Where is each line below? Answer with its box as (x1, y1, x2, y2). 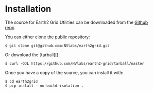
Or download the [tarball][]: (5, 52, 60, 58)
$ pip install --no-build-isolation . (5, 83, 84, 88)
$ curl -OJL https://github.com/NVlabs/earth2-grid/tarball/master (5, 61, 145, 66)
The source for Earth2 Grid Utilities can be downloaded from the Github (5, 19, 148, 25)
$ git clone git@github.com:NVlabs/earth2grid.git (5, 43, 110, 48)
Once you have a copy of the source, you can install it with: (5, 69, 124, 76)
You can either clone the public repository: (5, 34, 90, 40)
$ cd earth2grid (5, 79, 38, 84)
